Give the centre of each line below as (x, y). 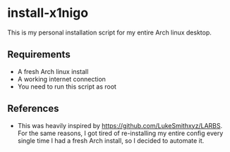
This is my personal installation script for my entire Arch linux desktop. (109, 32)
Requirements (39, 55)
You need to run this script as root (67, 87)
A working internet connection (61, 79)
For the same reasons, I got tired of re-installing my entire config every (120, 133)
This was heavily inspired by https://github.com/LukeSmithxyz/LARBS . (120, 125)
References (33, 109)
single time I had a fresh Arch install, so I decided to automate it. (111, 140)
